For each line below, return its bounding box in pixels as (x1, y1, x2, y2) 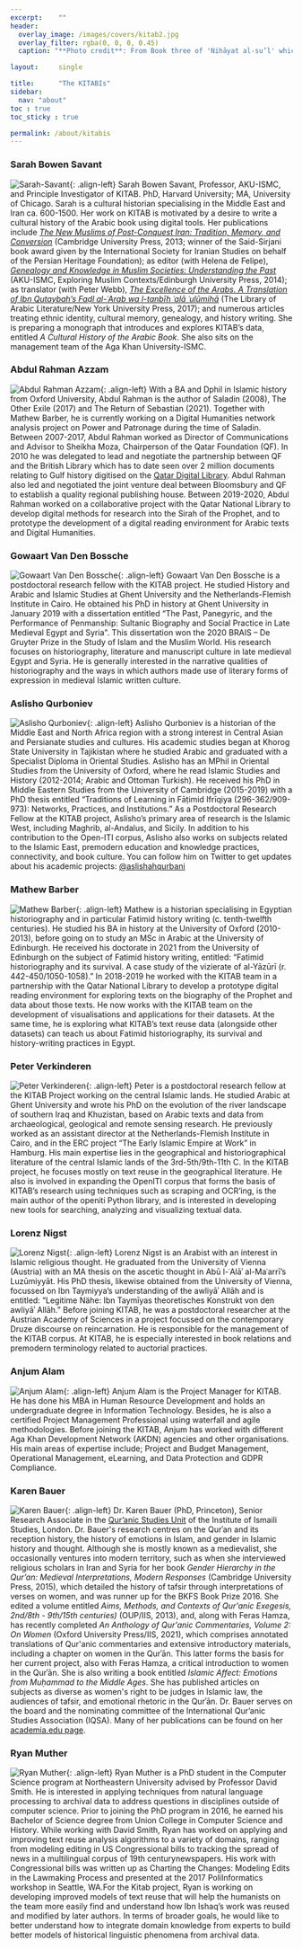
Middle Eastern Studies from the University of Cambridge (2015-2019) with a (10, 784, 293, 795)
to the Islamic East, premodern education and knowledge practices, (10, 842, 260, 853)
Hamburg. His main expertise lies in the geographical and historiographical (10, 1147, 286, 1158)
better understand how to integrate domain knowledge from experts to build (10, 1920, 290, 1931)
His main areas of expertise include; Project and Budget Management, (10, 1443, 270, 1454)
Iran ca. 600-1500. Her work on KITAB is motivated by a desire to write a (10, 208, 278, 218)
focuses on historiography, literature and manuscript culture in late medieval (10, 646, 292, 657)
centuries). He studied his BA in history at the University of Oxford (10, 923, 255, 934)
